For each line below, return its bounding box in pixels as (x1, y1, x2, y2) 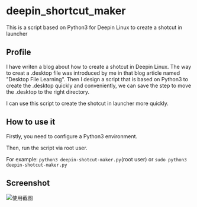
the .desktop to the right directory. (6, 88, 90, 95)
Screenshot (6, 178, 50, 188)
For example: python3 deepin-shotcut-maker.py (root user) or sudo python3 (6, 155, 188, 163)
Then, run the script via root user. (6, 144, 88, 151)
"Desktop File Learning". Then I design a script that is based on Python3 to (6, 75, 188, 82)
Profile (6, 47, 31, 58)
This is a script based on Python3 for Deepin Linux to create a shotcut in (6, 24, 182, 31)
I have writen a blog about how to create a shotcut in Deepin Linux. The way (6, 63, 192, 70)
